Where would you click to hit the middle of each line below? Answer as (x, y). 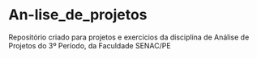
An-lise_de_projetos (78, 15)
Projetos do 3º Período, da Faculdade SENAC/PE (90, 45)
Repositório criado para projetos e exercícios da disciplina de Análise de (129, 37)
